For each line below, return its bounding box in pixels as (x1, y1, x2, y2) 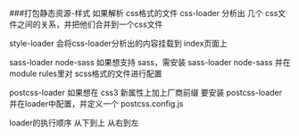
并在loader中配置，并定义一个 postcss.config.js (9, 98, 184, 109)
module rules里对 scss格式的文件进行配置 (9, 68, 162, 79)
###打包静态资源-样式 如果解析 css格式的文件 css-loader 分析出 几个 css (9, 8, 278, 18)
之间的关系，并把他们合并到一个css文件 (16, 19, 163, 30)
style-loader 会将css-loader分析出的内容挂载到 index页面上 (9, 38, 228, 48)
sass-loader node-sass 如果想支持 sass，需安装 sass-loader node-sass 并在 (9, 57, 291, 67)
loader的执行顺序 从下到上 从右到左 (9, 117, 139, 128)
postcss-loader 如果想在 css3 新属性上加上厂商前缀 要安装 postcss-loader (9, 88, 283, 98)
